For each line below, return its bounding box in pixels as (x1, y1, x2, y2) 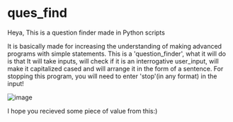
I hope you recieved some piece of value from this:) (7, 106, 158, 115)
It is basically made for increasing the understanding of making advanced (7, 42, 222, 50)
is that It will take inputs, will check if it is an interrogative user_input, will (7, 56, 220, 65)
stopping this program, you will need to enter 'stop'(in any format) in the (7, 72, 217, 80)
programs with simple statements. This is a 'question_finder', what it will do (7, 49, 227, 58)
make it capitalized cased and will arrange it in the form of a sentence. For (7, 64, 224, 73)
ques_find (7, 5, 67, 21)
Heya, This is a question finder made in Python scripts (7, 28, 165, 37)
